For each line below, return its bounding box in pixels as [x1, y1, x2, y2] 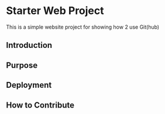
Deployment [6, 80, 52, 90]
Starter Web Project [6, 4, 104, 18]
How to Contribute [6, 100, 75, 110]
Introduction [6, 40, 53, 50]
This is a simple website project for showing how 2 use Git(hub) [6, 23, 160, 30]
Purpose [6, 60, 38, 70]
